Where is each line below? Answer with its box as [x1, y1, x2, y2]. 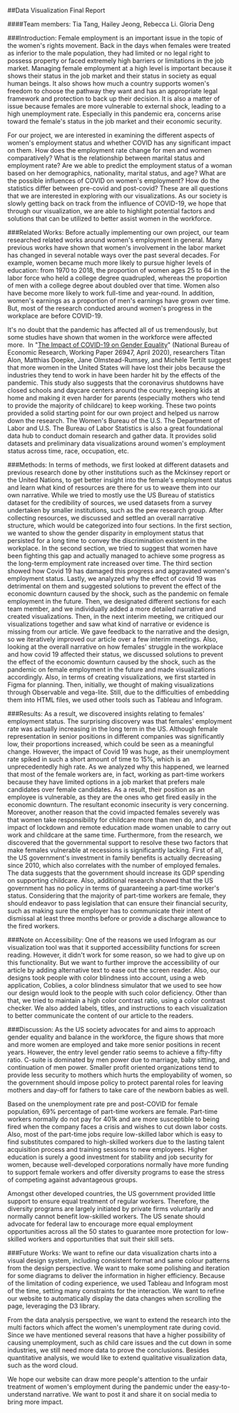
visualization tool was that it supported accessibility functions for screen [7, 943, 220, 951]
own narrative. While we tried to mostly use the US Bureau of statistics [7, 491, 215, 499]
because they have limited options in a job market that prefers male [7, 778, 205, 786]
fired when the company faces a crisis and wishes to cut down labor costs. [7, 1123, 228, 1130]
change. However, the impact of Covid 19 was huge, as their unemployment [7, 747, 230, 756]
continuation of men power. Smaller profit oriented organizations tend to [7, 1063, 220, 1071]
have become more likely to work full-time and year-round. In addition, [7, 289, 215, 297]
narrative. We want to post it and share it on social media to [42, 1390, 218, 1398]
